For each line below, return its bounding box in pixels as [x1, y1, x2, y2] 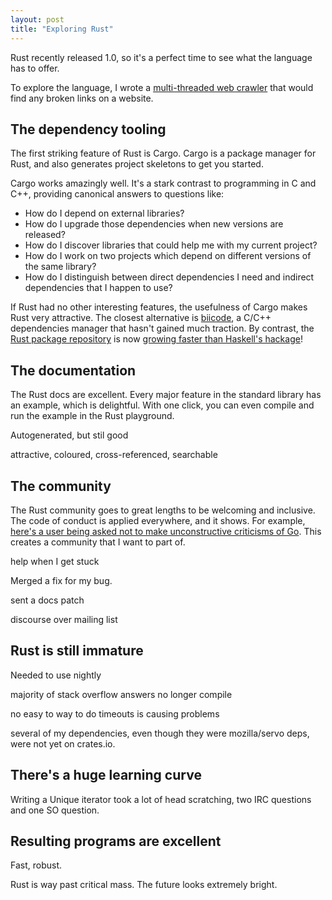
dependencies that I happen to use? [24, 282, 173, 294]
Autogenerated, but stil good [10, 429, 129, 441]
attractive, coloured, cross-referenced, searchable [10, 449, 218, 461]
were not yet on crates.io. [10, 737, 116, 750]
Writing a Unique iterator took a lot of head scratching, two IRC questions [10, 793, 312, 805]
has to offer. [10, 62, 60, 74]
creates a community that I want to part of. [10, 536, 186, 548]
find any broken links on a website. [10, 92, 154, 104]
